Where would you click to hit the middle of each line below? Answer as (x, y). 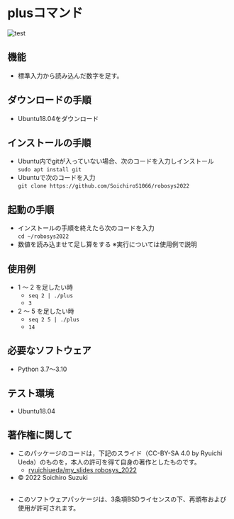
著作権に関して (40, 435)
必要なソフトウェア (49, 351)
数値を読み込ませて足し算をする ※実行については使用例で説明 (107, 244)
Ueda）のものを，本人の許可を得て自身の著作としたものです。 (109, 462)
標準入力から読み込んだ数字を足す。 (70, 75)
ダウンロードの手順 (49, 100)
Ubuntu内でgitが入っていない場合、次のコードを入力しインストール (116, 161)
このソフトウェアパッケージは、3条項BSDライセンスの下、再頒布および (122, 499)
